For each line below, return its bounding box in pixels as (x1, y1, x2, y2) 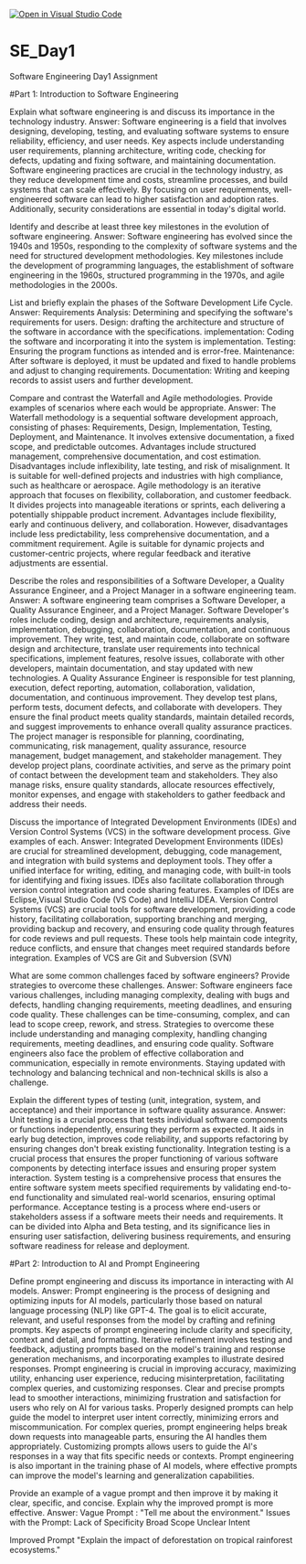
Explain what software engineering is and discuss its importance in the (9, 106, 276, 117)
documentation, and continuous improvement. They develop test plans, (9, 691, 278, 703)
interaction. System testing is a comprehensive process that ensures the (9, 1172, 281, 1183)
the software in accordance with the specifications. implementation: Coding (9, 325, 295, 337)
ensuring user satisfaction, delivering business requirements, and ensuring (9, 1230, 290, 1241)
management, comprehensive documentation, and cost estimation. (9, 451, 262, 462)
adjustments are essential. (9, 558, 109, 569)
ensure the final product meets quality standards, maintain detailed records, (9, 711, 295, 722)
